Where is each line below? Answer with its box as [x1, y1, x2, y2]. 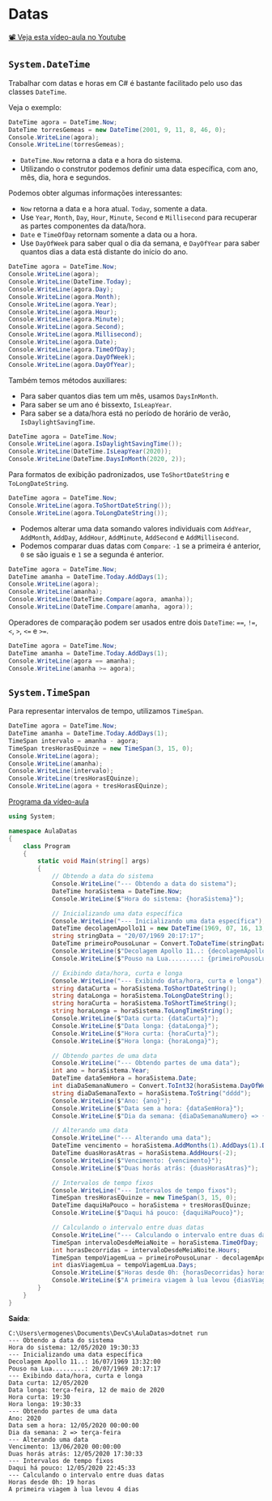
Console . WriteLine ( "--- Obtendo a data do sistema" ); [51, 880, 237, 888]
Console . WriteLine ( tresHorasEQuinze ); [8, 774, 139, 782]
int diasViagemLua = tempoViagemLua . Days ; [51, 1261, 198, 1269]
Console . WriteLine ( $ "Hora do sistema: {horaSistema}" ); [51, 894, 244, 903]
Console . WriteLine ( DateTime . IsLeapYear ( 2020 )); [8, 447, 172, 456]
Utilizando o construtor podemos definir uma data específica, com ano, [19, 164, 258, 174]
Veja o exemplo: [8, 102, 62, 112]
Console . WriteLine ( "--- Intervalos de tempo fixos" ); [51, 1186, 237, 1195]
